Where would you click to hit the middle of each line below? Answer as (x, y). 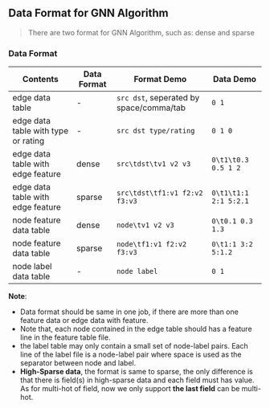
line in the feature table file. (65, 337)
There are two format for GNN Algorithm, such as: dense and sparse (141, 32)
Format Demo (160, 80)
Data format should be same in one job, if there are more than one (129, 312)
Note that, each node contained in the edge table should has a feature (136, 329)
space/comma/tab (151, 108)
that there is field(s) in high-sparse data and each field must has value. (137, 380)
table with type (41, 131)
